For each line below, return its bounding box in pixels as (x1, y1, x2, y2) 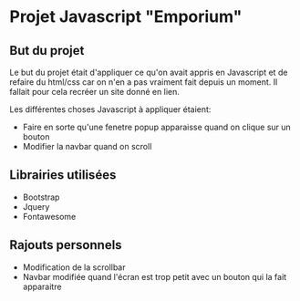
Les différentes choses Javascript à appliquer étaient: (9, 104, 212, 115)
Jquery (22, 201, 50, 212)
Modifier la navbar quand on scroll (22, 141, 152, 151)
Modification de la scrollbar (22, 262, 126, 273)
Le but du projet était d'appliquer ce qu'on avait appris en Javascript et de (9, 67, 288, 78)
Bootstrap (22, 192, 60, 202)
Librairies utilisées (9, 167, 117, 183)
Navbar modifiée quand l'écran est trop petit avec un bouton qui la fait (22, 271, 287, 282)
